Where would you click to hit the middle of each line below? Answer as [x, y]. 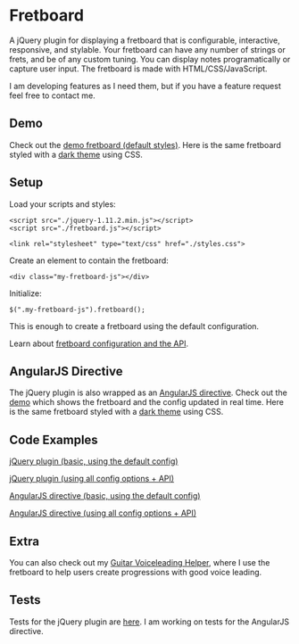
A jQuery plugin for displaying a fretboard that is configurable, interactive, [145, 40]
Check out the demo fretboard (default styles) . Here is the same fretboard [145, 144]
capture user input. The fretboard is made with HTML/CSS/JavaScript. [138, 69]
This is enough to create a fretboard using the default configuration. [134, 326]
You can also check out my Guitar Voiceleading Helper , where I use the [140, 562]
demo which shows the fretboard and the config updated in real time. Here [146, 402]
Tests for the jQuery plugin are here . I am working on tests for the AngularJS [149, 622]
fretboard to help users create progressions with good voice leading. [136, 572]
